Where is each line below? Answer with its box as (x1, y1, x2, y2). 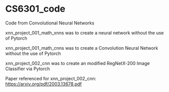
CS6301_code (5, 3, 66, 15)
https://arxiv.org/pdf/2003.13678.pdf (5, 81, 82, 87)
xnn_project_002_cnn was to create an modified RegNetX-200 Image (5, 60, 150, 66)
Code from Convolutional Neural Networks (5, 20, 95, 26)
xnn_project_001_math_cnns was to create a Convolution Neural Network (5, 45, 158, 51)
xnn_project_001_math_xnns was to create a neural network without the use (5, 29, 164, 36)
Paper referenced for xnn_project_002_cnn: (5, 75, 97, 81)
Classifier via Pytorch (5, 66, 50, 72)
